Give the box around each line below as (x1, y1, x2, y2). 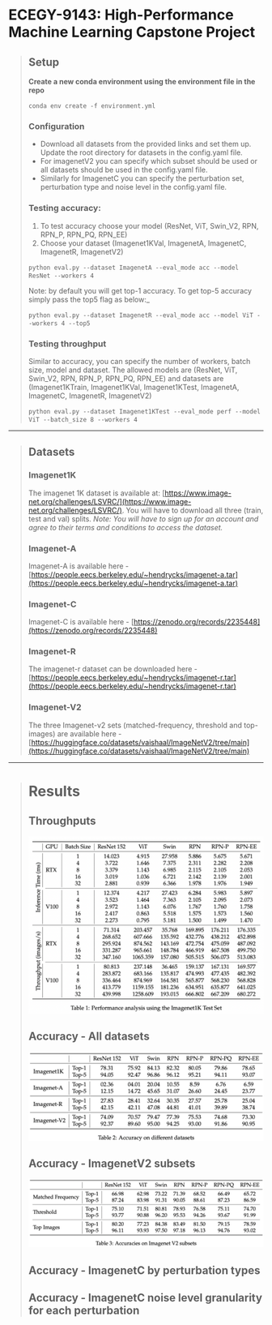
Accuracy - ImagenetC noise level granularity (28, 1291, 263, 1305)
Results (28, 782, 81, 800)
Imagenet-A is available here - (28, 561, 130, 571)
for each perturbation (28, 1304, 140, 1318)
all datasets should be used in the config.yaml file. (40, 165, 208, 175)
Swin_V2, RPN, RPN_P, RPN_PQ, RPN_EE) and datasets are (28, 373, 224, 383)
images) (28, 728, 56, 739)
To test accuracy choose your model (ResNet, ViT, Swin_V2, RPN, (40, 221, 259, 230)
